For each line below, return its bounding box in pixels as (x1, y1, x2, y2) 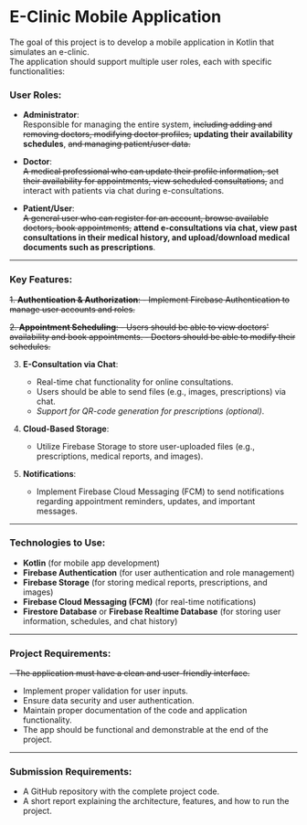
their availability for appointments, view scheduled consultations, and (22, 175, 284, 186)
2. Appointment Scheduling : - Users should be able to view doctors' (9, 322, 270, 333)
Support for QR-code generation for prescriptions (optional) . (36, 405, 265, 417)
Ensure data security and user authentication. (22, 695, 195, 706)
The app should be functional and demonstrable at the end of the (22, 725, 269, 735)
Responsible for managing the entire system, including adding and (22, 119, 272, 130)
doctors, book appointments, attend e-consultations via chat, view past (22, 222, 298, 234)
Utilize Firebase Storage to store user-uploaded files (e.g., (36, 440, 256, 451)
